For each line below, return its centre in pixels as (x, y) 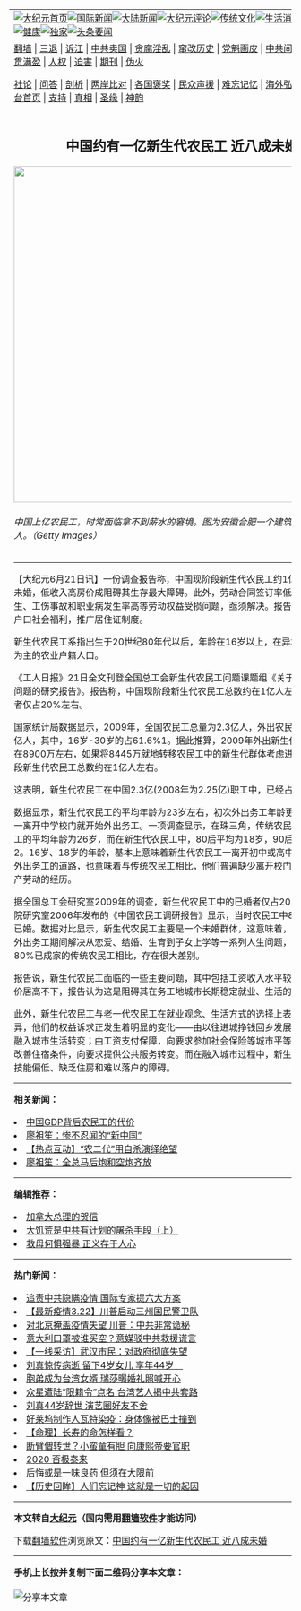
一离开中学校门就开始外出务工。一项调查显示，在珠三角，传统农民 (153, 826)
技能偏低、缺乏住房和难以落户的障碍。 (95, 1068)
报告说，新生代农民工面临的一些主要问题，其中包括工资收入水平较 (153, 978)
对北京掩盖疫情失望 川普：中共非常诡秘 (108, 1325)
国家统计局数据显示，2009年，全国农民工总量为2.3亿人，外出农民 (154, 727)
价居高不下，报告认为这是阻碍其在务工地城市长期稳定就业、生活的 (153, 992)
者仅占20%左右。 (51, 705)
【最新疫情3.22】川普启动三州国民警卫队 (112, 1312)
